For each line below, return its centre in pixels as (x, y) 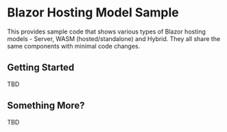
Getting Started (41, 67)
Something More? (46, 106)
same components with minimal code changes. (74, 46)
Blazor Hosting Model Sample (93, 13)
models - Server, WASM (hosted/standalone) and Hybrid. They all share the (114, 38)
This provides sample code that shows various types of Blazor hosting (106, 31)
